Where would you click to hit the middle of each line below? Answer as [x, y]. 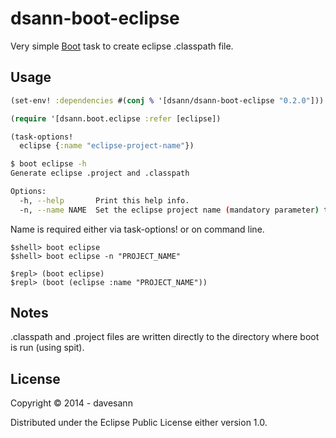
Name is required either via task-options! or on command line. [137, 229]
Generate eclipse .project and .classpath [100, 173]
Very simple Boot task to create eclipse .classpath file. [122, 46]
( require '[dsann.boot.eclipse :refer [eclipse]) [116, 118]
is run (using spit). [47, 348]
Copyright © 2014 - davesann [71, 403]
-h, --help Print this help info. [104, 200]
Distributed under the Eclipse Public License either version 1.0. [139, 423]
